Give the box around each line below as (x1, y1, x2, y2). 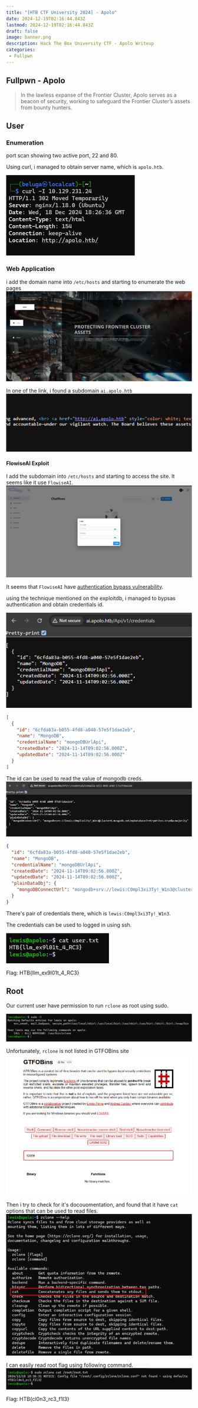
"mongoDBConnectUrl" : (16, 887, 70, 893)
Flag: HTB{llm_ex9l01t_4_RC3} (6, 969, 80, 976)
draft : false (6, 28, 38, 34)
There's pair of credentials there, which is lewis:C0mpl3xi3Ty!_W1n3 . (6, 910, 171, 917)
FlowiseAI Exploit (6, 460, 49, 467)
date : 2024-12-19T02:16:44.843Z (6, 15, 85, 22)
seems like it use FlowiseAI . (6, 479, 74, 486)
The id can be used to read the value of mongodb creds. (6, 774, 143, 782)
